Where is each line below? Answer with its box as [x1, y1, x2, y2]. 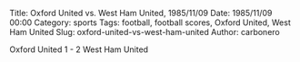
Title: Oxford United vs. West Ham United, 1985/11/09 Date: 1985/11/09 [9, 8, 273, 18]
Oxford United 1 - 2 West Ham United [9, 44, 148, 55]
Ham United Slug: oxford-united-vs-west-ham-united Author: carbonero [9, 27, 280, 37]
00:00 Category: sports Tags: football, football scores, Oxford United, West [9, 17, 291, 28]
